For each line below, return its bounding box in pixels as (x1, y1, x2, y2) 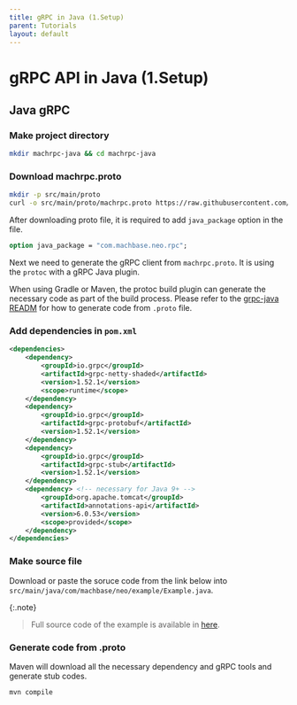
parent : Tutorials (9, 21, 77, 30)
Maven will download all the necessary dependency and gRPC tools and (9, 661, 272, 671)
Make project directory (9, 129, 110, 142)
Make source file (9, 555, 82, 568)
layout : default (9, 29, 69, 38)
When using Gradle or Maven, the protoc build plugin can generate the (9, 284, 267, 295)
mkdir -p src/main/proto (9, 190, 101, 199)
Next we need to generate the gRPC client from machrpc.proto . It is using (9, 258, 275, 268)
